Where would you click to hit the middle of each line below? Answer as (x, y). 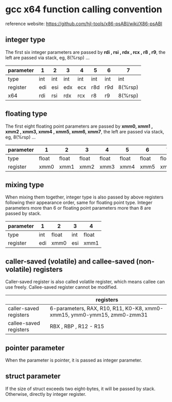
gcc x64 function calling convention (84, 9)
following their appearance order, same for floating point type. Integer (79, 203)
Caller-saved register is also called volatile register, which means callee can (85, 282)
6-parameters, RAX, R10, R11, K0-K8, (96, 309)
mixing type (25, 185)
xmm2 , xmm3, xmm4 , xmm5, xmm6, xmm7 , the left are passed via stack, (85, 131)
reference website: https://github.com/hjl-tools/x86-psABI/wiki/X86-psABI (84, 24)
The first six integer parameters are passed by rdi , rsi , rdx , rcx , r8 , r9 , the (85, 52)
